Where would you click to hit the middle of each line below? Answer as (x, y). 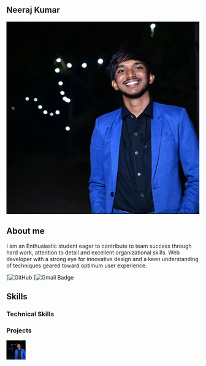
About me (25, 231)
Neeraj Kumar (33, 10)
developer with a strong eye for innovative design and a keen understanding (103, 259)
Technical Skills (30, 314)
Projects (19, 330)
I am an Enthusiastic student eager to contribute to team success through (99, 246)
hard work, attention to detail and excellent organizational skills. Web (93, 252)
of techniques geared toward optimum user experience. (77, 265)
